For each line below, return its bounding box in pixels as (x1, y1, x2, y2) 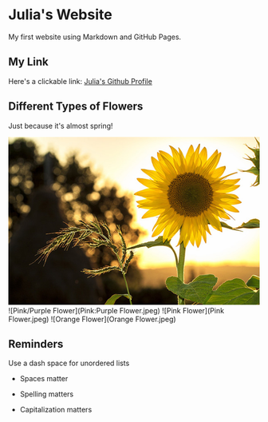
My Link (8, 55, 49, 69)
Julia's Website (8, 6, 113, 24)
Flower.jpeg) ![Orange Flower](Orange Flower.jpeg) (8, 314, 177, 324)
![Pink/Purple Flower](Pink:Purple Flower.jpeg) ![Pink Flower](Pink (8, 305, 225, 315)
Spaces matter (19, 374, 69, 384)
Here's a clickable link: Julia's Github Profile (8, 76, 153, 86)
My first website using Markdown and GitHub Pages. (8, 32, 182, 42)
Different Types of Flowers (8, 100, 144, 113)
